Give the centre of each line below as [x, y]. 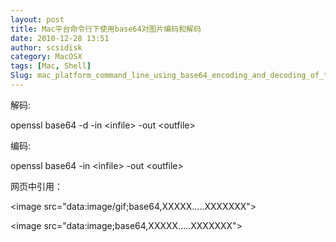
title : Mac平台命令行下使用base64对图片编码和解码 [106, 29]
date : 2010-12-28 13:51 [60, 38]
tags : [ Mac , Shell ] [51, 66]
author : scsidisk [46, 47]
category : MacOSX [46, 57]
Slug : [21, 76]
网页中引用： [36, 186]
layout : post [37, 19]
